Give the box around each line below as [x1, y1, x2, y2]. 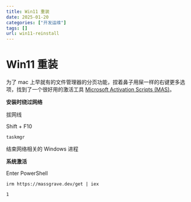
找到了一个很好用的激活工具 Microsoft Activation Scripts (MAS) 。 [16, 86, 175, 93]
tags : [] [6, 25, 28, 31]
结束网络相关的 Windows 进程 [6, 145, 79, 152]
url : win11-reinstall [6, 31, 60, 37]
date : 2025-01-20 [6, 14, 49, 20]
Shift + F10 [6, 123, 33, 130]
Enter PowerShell [6, 170, 48, 177]
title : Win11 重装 [6, 8, 50, 15]
